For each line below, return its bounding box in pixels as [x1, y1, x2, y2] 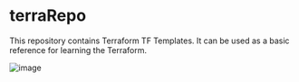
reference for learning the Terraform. [9, 44, 148, 55]
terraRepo [9, 5, 87, 26]
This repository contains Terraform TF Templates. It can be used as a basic [9, 35, 290, 46]
